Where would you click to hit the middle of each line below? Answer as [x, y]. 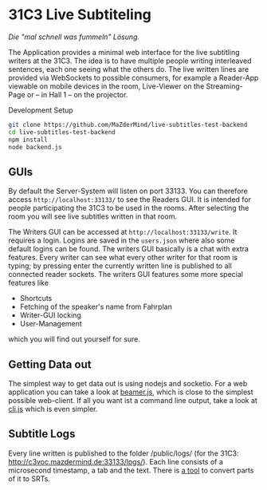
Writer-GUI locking [50, 315]
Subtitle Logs [42, 434]
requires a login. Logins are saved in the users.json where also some [122, 240]
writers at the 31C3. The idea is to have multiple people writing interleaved [130, 61]
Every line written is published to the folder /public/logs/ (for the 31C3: [124, 453]
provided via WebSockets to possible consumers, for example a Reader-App [133, 77]
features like [29, 283]
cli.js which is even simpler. [53, 409]
